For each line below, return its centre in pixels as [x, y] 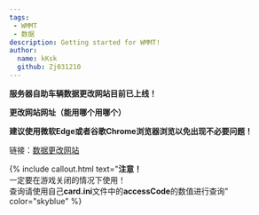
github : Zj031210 [49, 68]
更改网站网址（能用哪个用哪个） [67, 112]
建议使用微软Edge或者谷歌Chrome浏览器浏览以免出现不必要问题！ [131, 131]
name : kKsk [37, 59]
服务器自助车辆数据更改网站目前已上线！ [83, 93]
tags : [19, 17]
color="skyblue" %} [46, 201]
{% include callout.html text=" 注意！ [75, 169]
